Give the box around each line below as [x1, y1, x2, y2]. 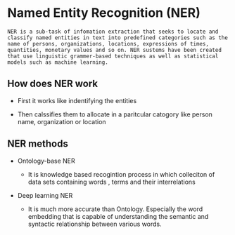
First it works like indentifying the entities [17, 96, 137, 105]
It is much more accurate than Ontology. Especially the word [27, 205, 203, 213]
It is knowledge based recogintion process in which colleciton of [27, 170, 215, 178]
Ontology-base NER [17, 156, 75, 165]
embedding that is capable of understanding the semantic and [27, 212, 209, 220]
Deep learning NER [17, 191, 73, 199]
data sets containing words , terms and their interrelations [27, 177, 196, 186]
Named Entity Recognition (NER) [7, 5, 201, 21]
